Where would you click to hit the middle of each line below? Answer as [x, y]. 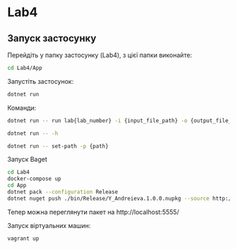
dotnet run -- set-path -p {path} [58, 146]
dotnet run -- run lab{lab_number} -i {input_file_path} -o [98, 120]
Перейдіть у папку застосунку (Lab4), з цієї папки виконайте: [100, 55]
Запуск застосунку [52, 38]
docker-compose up [34, 179]
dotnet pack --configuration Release [63, 192]
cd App [17, 186]
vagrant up [23, 238]
